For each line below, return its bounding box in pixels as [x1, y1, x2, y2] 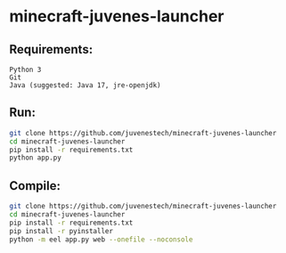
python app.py [9, 153, 62, 162]
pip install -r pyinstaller [9, 226, 114, 235]
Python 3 [9, 65, 42, 74]
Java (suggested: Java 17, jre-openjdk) [9, 81, 162, 90]
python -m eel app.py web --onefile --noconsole [9, 234, 193, 244]
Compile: [9, 178, 61, 193]
